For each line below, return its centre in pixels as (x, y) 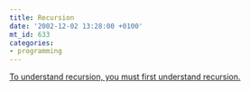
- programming (36, 51)
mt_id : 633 (30, 34)
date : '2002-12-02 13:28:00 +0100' (76, 26)
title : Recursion (42, 18)
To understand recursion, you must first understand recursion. (125, 77)
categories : (32, 43)
